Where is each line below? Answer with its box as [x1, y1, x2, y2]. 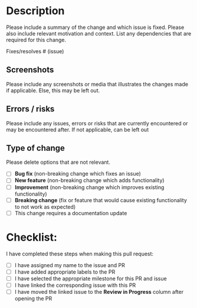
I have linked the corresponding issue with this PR [14, 281, 136, 288]
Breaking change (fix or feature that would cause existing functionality [14, 196, 188, 203]
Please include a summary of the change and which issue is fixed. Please [6, 24, 185, 31]
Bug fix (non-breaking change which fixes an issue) [14, 170, 142, 177]
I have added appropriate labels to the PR [14, 268, 116, 275]
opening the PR [14, 294, 52, 302]
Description [6, 4, 65, 18]
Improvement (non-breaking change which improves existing [14, 183, 165, 190]
